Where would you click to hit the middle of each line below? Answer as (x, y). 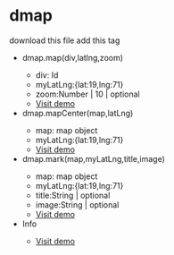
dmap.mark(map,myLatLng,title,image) (93, 158)
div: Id (47, 75)
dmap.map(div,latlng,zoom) (72, 57)
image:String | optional (77, 204)
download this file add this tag (65, 40)
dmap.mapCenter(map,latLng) (78, 113)
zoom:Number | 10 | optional (87, 94)
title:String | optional (73, 195)
